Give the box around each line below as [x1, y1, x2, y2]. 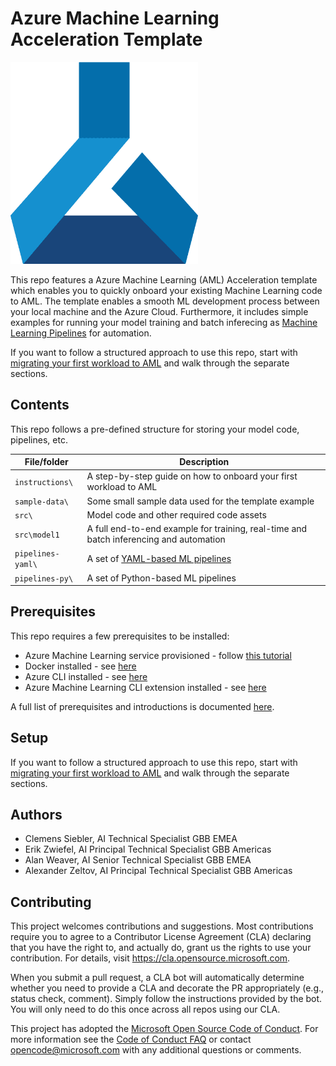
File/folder [24, 456, 69, 468]
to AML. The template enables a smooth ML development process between [10, 295, 320, 307]
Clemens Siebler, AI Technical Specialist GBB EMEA [24, 833, 238, 845]
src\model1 [14, 530, 60, 540]
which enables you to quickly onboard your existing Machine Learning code [10, 284, 323, 296]
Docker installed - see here [24, 660, 137, 672]
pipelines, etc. [10, 433, 68, 446]
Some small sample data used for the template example [86, 495, 315, 507]
